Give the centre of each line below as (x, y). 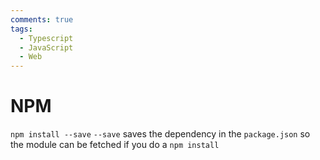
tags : (21, 29)
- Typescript (46, 38)
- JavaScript (46, 47)
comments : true (42, 19)
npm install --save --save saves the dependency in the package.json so (160, 134)
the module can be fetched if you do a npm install (115, 145)
